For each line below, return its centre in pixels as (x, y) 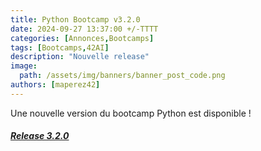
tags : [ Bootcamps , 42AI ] (60, 47)
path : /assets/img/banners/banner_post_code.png (122, 76)
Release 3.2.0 (40, 136)
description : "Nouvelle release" (80, 57)
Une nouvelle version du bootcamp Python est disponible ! (131, 113)
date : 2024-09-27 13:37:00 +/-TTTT (84, 29)
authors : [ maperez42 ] (55, 85)
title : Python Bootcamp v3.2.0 (75, 19)
